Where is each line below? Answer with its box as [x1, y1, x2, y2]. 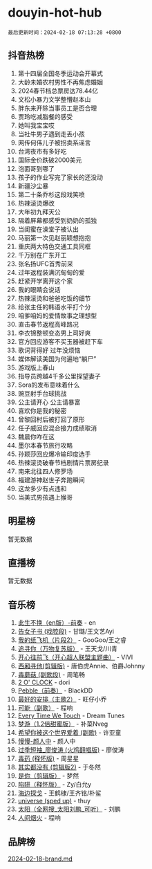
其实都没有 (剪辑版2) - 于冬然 [17, 763, 101, 771]
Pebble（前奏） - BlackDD [17, 686, 93, 695]
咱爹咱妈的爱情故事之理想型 [17, 311, 97, 320]
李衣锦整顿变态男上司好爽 [17, 329, 91, 337]
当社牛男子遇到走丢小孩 [17, 129, 85, 138]
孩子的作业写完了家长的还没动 [17, 173, 103, 181]
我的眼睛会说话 [17, 285, 61, 293]
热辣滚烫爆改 [17, 199, 55, 207]
